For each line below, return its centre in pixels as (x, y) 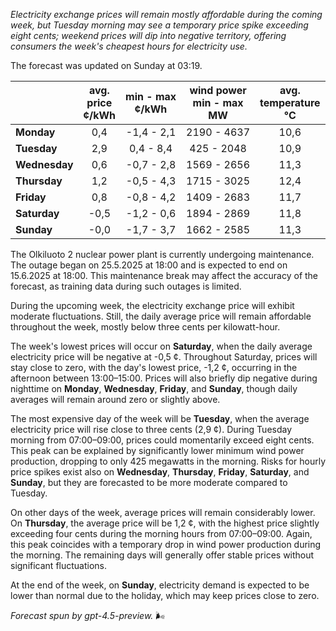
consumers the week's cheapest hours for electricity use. (129, 46)
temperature (290, 102)
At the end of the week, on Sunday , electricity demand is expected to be (160, 585)
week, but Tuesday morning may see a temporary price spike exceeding (159, 25)
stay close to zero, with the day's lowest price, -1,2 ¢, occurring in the (154, 367)
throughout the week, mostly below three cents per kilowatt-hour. (145, 327)
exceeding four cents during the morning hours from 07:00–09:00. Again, (161, 533)
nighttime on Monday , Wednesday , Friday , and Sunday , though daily (154, 388)
